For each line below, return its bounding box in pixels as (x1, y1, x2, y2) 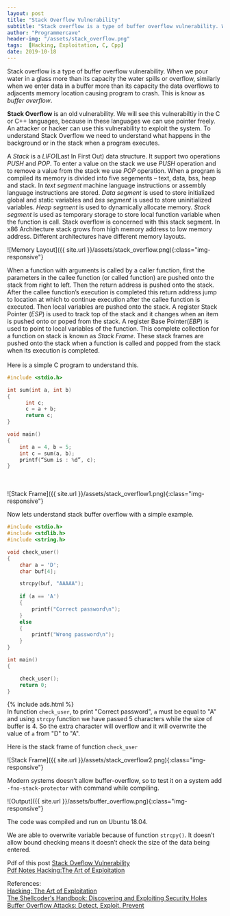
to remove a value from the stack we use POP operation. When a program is (7, 166, 222, 175)
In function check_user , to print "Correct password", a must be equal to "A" (7, 707, 217, 716)
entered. (7, 845, 31, 854)
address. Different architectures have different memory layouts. (7, 232, 186, 240)
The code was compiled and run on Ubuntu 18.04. (7, 818, 149, 826)
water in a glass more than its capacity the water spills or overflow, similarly (7, 74, 220, 82)
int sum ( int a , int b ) (7, 386, 72, 393)
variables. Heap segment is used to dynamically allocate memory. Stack (7, 203, 211, 211)
